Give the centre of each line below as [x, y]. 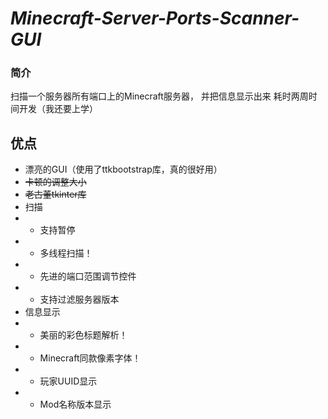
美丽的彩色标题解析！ [83, 335]
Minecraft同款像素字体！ [90, 358]
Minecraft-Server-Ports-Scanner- [155, 18]
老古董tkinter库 [55, 194]
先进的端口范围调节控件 [88, 276]
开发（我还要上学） [58, 109]
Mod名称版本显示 [75, 404]
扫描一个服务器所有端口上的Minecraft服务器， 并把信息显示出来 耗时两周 [159, 96]
